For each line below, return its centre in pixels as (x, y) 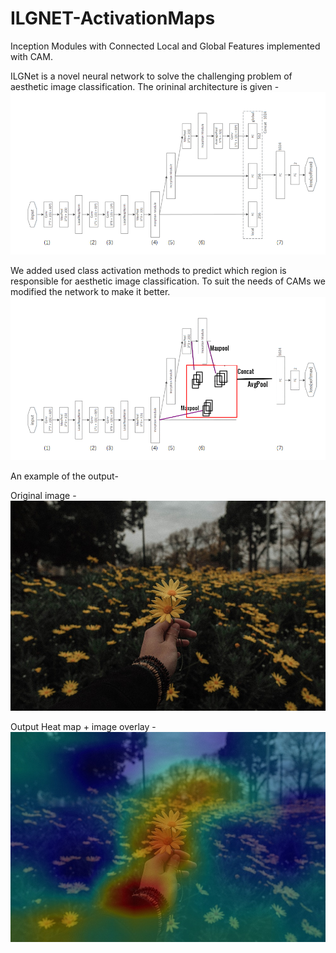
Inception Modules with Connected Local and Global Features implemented (165, 46)
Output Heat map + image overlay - (83, 727)
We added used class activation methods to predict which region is (148, 271)
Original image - (43, 495)
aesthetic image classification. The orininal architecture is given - (145, 86)
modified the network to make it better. (90, 292)
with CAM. (31, 56)
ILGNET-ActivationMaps (113, 18)
